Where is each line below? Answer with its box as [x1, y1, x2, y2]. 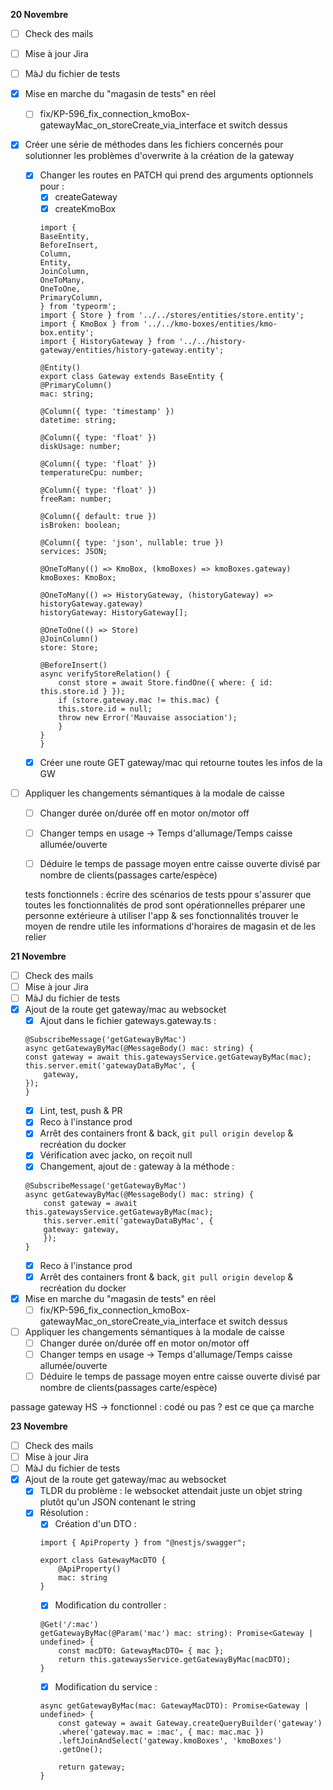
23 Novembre [10, 1420, 68, 1432]
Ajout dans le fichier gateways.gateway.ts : [39, 1015, 217, 1027]
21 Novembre [10, 950, 67, 962]
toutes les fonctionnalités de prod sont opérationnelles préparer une [24, 899, 306, 911]
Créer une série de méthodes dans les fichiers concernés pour [24, 139, 284, 151]
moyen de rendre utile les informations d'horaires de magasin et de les [24, 920, 317, 932]
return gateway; [58, 1762, 126, 1772]
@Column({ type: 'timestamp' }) [39, 406, 175, 416]
